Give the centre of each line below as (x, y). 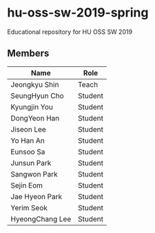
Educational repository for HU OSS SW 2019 (70, 32)
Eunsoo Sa (28, 152)
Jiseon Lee (28, 129)
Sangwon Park (34, 174)
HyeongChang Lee (41, 219)
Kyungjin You (32, 107)
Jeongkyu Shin (35, 84)
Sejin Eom (27, 185)
